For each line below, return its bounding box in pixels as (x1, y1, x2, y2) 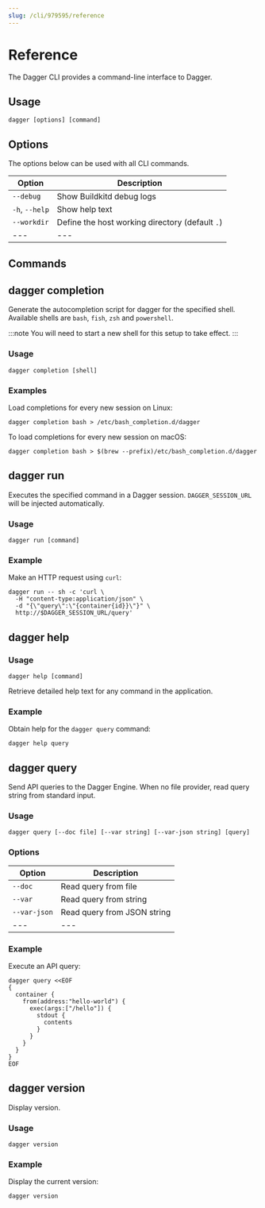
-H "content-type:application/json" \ (15, 595, 144, 604)
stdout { (36, 1012, 66, 1020)
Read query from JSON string (60, 906, 171, 917)
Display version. (8, 1102, 61, 1112)
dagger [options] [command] (8, 116, 102, 124)
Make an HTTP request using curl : (8, 573, 122, 582)
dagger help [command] (8, 673, 83, 681)
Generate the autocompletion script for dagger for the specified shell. (8, 305, 236, 315)
